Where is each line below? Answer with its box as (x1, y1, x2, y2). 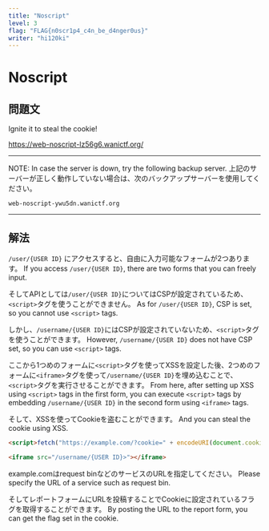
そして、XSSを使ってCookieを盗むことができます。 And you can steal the (8, 414, 251, 424)
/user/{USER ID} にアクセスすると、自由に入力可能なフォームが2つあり (8, 254, 243, 263)
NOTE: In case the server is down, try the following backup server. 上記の (8, 163, 251, 173)
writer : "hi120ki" (8, 34, 70, 42)
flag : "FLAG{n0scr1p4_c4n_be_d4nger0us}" (8, 26, 149, 34)
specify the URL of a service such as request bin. (8, 477, 171, 487)
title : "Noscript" (8, 11, 70, 20)
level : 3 (8, 19, 38, 27)
